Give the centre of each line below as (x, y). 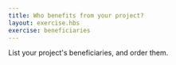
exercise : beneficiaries (49, 30)
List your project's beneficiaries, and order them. (88, 53)
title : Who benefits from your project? (76, 15)
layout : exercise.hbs (44, 23)
